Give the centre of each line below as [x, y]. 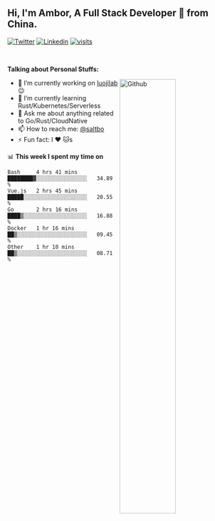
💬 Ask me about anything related [65, 113]
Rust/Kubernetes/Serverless [59, 105]
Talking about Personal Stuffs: [53, 69]
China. [22, 25]
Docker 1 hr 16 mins [41, 228]
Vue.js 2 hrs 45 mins [43, 191]
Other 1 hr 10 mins [41, 247]
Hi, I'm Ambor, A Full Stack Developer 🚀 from [108, 13]
